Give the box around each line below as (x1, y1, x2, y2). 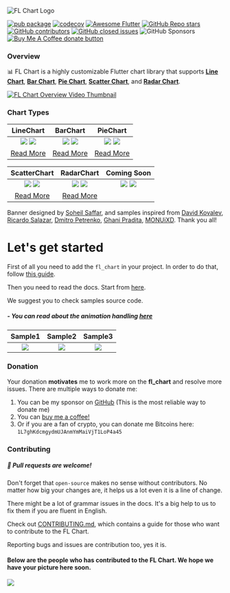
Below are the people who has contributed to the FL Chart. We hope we (7, 556, 214, 564)
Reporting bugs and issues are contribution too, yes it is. (7, 540, 167, 548)
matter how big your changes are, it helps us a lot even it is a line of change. (7, 486, 223, 494)
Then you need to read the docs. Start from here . (7, 283, 146, 291)
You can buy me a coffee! (16, 412, 91, 421)
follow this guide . (7, 270, 56, 278)
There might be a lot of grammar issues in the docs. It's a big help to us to (7, 499, 216, 507)
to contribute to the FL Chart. (7, 527, 89, 535)
